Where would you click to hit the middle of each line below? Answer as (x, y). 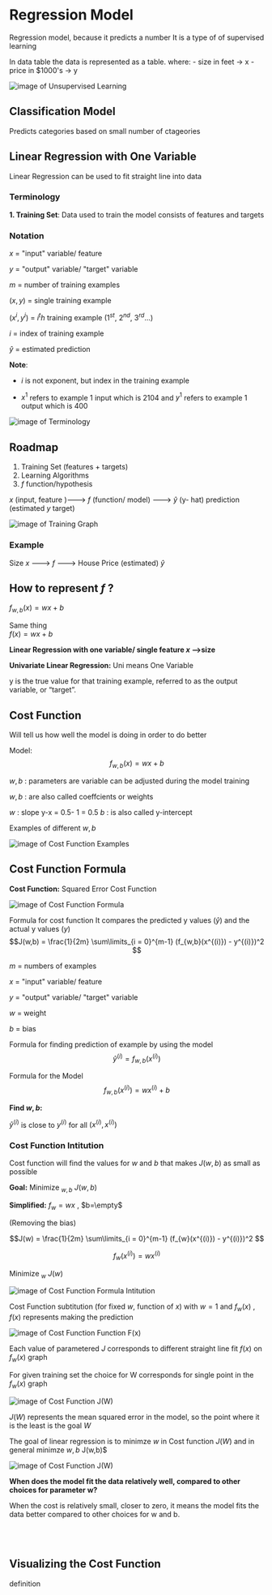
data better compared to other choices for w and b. (95, 1514)
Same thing (28, 625)
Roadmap (34, 447)
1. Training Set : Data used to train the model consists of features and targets (137, 214)
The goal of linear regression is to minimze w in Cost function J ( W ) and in (132, 1441)
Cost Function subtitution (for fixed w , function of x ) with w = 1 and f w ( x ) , (132, 1308)
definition (25, 1584)
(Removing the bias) (42, 1223)
